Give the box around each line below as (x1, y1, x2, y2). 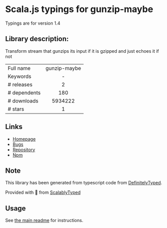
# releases (8, 81, 33, 88)
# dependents (8, 89, 41, 96)
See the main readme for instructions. (5, 217, 83, 223)
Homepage (12, 136, 36, 142)
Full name (8, 64, 31, 71)
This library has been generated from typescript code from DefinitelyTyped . (5, 180, 162, 186)
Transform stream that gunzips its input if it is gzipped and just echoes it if (5, 48, 159, 54)
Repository (12, 147, 35, 153)
